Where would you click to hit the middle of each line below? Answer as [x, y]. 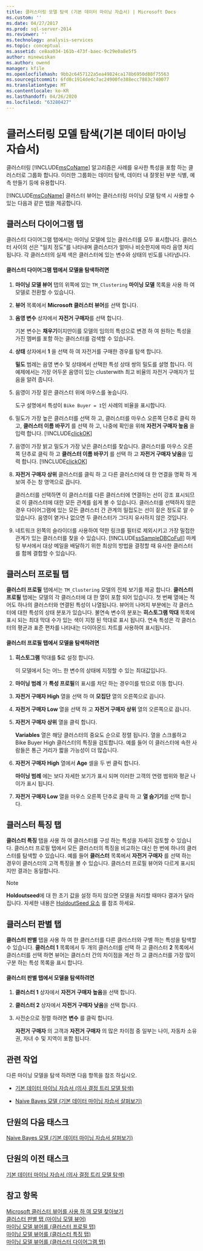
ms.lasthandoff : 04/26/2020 [42, 97]
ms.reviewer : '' [27, 35]
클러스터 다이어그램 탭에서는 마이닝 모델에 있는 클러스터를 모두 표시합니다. [94, 240]
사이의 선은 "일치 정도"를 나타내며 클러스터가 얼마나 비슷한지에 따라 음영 [98, 247]
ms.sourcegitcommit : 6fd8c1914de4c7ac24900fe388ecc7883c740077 [88, 80]
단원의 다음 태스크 [38, 1122]
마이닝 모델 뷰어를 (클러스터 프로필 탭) [51, 1226]
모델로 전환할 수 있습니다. [45, 292]
